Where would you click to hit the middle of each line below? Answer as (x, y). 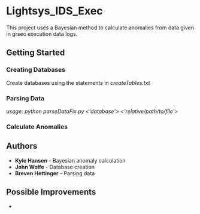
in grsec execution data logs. (42, 33)
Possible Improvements (51, 192)
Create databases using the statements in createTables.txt (78, 82)
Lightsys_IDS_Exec (54, 11)
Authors (22, 146)
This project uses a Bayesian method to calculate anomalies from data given (100, 27)
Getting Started (36, 53)
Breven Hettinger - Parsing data (55, 173)
